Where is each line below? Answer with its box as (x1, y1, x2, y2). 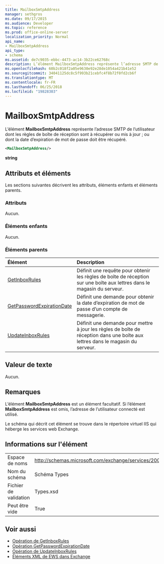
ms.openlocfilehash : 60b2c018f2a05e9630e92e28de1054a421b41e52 (5, 67, 137, 71)
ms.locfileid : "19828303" (5, 89, 58, 94)
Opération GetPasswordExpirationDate (12, 543, 90, 549)
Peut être (7, 502, 29, 509)
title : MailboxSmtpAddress (5, 7, 60, 12)
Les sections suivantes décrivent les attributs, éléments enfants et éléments (5, 182, 158, 188)
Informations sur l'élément (5, 440, 88, 448)
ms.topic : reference (5, 25, 47, 30)
